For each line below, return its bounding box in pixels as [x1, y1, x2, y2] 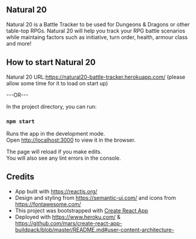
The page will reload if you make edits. [6, 148, 102, 155]
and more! [6, 40, 32, 47]
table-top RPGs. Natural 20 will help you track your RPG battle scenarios [6, 27, 185, 34]
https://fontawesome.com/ [14, 201, 81, 208]
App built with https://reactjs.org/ [14, 187, 97, 195]
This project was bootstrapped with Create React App [14, 207, 149, 214]
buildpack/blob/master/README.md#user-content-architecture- [14, 226, 174, 233]
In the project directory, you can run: [6, 103, 97, 110]
